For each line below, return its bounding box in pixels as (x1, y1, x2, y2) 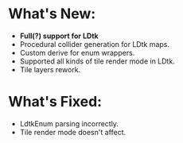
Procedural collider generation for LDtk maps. (19, 39, 169, 48)
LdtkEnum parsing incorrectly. (19, 118, 119, 128)
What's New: (8, 5, 96, 23)
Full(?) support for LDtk (19, 31, 99, 41)
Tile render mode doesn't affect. (19, 127, 127, 137)
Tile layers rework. (19, 64, 81, 74)
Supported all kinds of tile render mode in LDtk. (19, 56, 175, 66)
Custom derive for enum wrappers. (19, 48, 135, 57)
